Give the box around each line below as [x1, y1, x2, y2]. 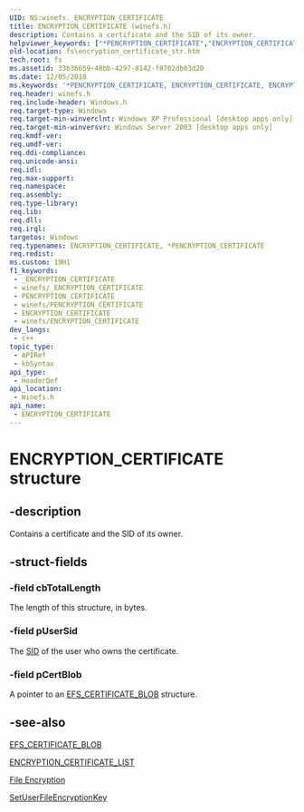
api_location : [9, 385, 63, 394]
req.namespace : [9, 182, 67, 191]
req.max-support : [9, 173, 75, 182]
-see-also [9, 715, 66, 730]
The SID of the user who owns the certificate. [9, 645, 179, 656]
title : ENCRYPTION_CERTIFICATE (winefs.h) [9, 22, 172, 31]
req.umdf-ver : [9, 140, 63, 149]
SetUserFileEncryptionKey [9, 791, 108, 803]
